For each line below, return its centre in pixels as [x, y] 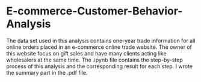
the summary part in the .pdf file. [47, 72]
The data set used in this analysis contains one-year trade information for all [101, 40]
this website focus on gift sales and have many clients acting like [86, 53]
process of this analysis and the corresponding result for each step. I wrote [99, 66]
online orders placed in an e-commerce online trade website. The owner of [99, 47]
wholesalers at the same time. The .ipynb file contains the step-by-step [94, 60]
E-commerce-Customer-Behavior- [94, 11]
